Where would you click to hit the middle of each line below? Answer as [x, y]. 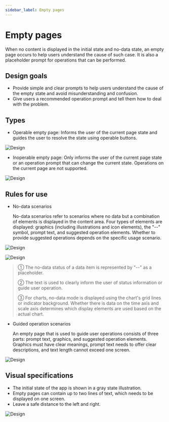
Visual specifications [39, 376]
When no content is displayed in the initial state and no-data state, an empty [85, 49]
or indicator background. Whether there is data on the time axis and [88, 303]
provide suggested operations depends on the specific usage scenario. [87, 238]
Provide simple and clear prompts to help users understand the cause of [88, 88]
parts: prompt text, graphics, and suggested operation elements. [80, 339]
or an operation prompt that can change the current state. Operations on [88, 163]
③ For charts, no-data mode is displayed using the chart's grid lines [89, 298]
